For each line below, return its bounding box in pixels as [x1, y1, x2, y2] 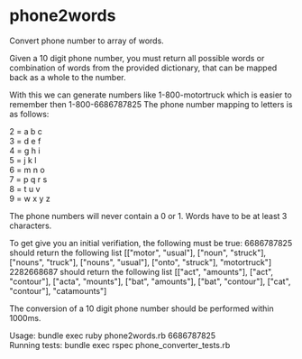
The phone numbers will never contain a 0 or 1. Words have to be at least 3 [9, 210, 288, 221]
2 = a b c [9, 125, 42, 136]
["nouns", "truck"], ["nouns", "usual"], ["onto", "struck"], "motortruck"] [9, 256, 272, 267]
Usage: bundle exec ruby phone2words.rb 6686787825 [9, 330, 216, 341]
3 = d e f [9, 135, 41, 146]
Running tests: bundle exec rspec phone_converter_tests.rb [9, 339, 231, 350]
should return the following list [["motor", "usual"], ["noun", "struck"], [9, 247, 267, 258]
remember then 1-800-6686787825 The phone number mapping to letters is [9, 98, 293, 109]
